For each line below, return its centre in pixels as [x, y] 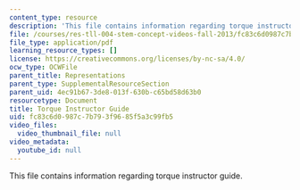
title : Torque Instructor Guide [69, 109]
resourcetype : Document [54, 100]
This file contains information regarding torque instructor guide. [126, 176]
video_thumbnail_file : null [70, 134]
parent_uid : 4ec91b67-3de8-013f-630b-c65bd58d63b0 [105, 92]
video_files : [33, 126]
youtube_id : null [50, 150]
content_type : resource [54, 17]
